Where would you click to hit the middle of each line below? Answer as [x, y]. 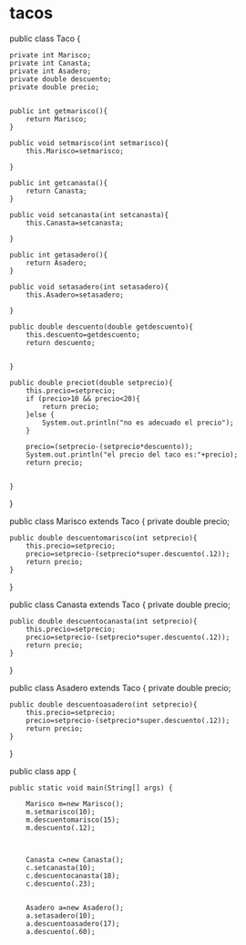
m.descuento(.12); [61, 828]
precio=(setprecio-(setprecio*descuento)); [110, 446]
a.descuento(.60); [61, 931]
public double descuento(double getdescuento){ [102, 327]
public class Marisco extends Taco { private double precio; [120, 521]
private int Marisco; [51, 55]
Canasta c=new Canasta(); [75, 860]
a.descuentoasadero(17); [73, 924]
